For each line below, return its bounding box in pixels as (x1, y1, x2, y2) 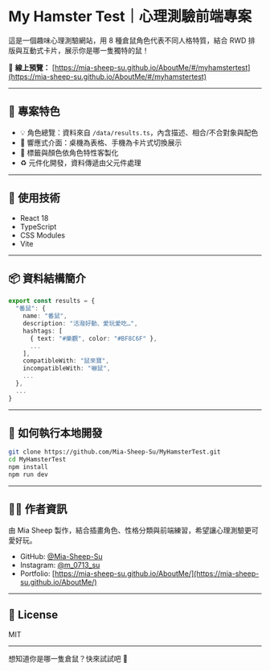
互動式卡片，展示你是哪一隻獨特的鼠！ (22, 45, 149, 55)
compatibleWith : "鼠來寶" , (22, 357, 110, 365)
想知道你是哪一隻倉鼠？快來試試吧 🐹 (8, 653, 129, 663)
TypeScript (19, 222, 57, 231)
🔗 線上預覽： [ (8, 62, 55, 72)
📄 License (8, 608, 59, 622)
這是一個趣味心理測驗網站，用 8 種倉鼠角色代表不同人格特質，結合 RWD (8, 35, 247, 45)
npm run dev (8, 470, 48, 479)
